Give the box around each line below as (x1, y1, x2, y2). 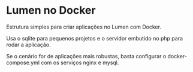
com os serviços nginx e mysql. (41, 59, 119, 66)
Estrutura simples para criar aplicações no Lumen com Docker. (6, 23, 162, 30)
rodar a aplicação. (6, 41, 51, 48)
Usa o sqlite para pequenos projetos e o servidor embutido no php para (6, 35, 183, 42)
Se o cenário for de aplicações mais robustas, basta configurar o (6, 52, 167, 60)
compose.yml (6, 59, 40, 66)
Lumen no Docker (6, 4, 96, 17)
